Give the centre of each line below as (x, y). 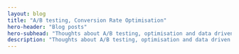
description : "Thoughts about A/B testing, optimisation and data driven (119, 40)
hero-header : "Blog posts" (47, 27)
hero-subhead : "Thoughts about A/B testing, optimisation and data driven (121, 33)
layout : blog (27, 14)
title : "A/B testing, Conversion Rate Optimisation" (87, 20)
